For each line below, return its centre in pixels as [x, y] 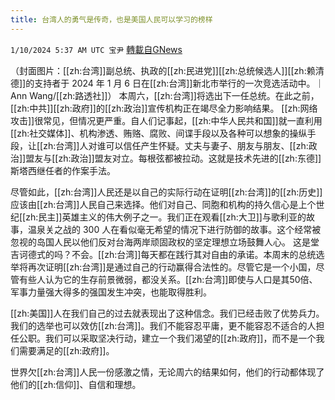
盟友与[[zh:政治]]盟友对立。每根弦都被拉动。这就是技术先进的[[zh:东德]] [173, 158]
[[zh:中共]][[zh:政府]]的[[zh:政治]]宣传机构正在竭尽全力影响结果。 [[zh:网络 [164, 108]
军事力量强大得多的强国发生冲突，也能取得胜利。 [111, 292]
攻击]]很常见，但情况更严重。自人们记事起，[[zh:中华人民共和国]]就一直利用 [166, 120]
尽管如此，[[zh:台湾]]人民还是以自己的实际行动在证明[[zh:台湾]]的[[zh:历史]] [166, 192]
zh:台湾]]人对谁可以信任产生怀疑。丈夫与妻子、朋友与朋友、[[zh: [176, 145]
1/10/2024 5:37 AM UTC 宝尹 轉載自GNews [96, 49]
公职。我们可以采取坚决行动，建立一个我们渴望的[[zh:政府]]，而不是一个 [167, 338]
